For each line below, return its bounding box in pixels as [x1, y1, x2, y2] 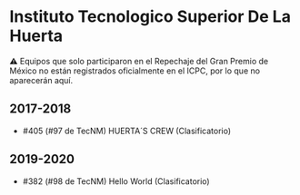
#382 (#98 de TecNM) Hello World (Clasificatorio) [22, 175, 211, 187]
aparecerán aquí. [9, 74, 74, 85]
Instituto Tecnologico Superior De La [9, 6, 291, 27]
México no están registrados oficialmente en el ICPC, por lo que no [9, 65, 261, 76]
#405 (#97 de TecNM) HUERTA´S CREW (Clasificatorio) [22, 125, 232, 136]
